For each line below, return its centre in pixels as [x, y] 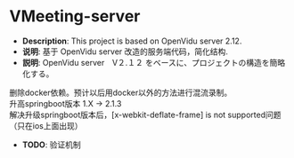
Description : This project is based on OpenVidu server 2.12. [132, 41]
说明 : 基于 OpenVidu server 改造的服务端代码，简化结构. [125, 51]
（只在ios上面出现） [46, 125]
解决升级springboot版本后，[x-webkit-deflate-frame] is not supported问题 [145, 115]
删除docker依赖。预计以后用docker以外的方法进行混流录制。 [121, 92]
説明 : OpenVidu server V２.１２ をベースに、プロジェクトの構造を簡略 [154, 62]
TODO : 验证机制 [52, 145]
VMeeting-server [75, 16]
